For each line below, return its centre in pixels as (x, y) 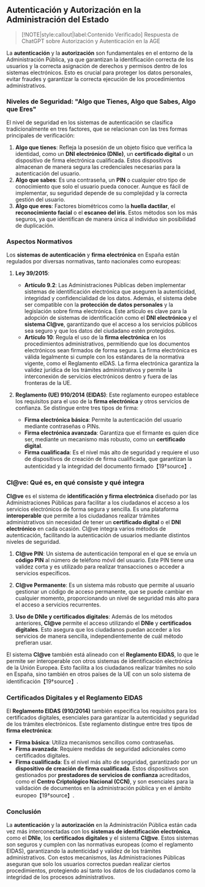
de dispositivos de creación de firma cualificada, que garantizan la (108, 459)
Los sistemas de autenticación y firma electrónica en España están (93, 255)
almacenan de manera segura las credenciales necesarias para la (98, 167)
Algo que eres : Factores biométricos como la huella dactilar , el (95, 206)
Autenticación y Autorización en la (74, 10)
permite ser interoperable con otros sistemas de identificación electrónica (99, 661)
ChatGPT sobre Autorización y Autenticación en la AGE (91, 41)
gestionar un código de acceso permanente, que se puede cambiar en (104, 591)
